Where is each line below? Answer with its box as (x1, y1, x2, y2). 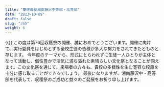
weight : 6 (5, 26, 25, 30)
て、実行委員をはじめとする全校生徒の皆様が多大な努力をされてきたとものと (5, 46, 159, 52)
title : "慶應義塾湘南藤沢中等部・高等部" (5, 7, 80, 12)
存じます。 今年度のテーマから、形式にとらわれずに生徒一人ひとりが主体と (5, 52, 156, 58)
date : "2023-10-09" (5, 12, 45, 17)
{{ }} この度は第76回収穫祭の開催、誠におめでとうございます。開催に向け (5, 40, 151, 46)
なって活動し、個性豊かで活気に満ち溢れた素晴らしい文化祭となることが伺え (5, 58, 159, 64)
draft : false (5, 16, 32, 21)
